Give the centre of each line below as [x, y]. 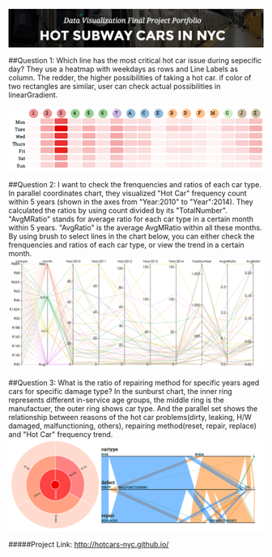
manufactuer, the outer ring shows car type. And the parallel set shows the [133, 408]
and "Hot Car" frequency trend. [61, 434]
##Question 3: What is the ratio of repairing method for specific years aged [134, 383]
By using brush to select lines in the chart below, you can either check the [132, 237]
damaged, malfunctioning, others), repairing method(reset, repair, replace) [133, 426]
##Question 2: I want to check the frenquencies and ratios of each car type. [135, 185]
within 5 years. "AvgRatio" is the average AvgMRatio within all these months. [135, 228]
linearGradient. [33, 95]
